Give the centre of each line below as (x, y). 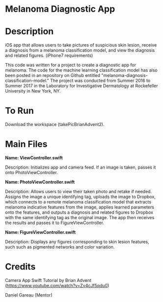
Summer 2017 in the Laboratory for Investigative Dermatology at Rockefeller (81, 86)
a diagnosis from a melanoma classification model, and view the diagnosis (80, 50)
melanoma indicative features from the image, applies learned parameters (80, 207)
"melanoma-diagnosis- (124, 75)
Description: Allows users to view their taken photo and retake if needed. (78, 191)
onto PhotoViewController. (31, 172)
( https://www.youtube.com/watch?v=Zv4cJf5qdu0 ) (57, 285)
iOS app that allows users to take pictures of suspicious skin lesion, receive (81, 45)
